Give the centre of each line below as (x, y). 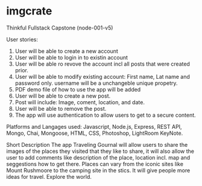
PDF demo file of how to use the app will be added (78, 89)
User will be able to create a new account (67, 51)
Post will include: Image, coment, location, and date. (80, 102)
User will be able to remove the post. (61, 108)
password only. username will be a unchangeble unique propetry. (96, 83)
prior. (21, 70)
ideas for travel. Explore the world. (49, 176)
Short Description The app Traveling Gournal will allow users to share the (97, 144)
